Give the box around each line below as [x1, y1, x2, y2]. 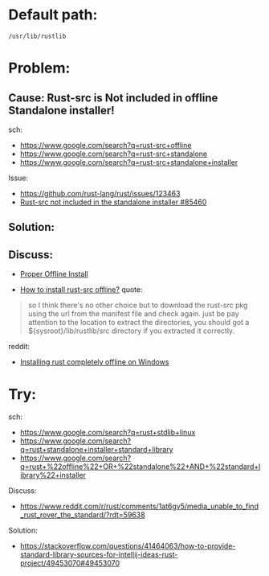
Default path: [8, 6, 98, 24]
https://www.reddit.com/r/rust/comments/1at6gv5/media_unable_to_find [19, 501, 259, 512]
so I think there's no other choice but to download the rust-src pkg [27, 300, 248, 311]
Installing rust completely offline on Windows [19, 357, 169, 367]
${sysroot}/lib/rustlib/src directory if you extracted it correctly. [27, 326, 235, 335]
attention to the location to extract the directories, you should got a [27, 318, 250, 327]
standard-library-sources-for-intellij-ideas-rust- [19, 549, 178, 560]
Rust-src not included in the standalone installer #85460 [19, 197, 207, 207]
